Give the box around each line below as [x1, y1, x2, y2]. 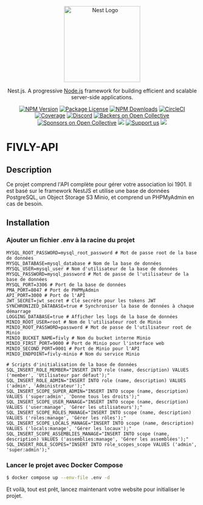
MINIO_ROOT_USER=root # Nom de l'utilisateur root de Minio [6, 319, 162, 325]
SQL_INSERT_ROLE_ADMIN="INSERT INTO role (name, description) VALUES [6, 377, 187, 383]
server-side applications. [71, 94, 134, 100]
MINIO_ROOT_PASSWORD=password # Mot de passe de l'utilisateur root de [6, 324, 191, 330]
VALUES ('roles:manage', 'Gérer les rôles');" [6, 414, 126, 421]
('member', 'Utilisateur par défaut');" [6, 372, 111, 378]
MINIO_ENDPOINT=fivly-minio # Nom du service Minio [6, 350, 140, 357]
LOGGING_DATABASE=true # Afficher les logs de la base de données [6, 313, 178, 319]
